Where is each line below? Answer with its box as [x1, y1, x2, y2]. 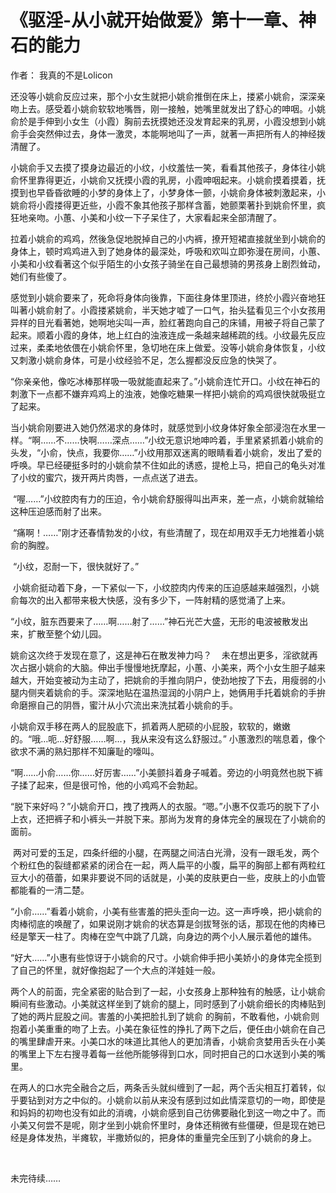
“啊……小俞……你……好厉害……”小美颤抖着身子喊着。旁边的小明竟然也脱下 [10, 766, 315, 778]
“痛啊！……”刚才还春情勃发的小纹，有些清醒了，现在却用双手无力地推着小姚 [12, 526, 325, 538]
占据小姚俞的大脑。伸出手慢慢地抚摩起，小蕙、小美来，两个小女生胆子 [18, 661, 308, 673]
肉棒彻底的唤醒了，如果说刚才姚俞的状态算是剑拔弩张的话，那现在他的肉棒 [10, 917, 317, 930]
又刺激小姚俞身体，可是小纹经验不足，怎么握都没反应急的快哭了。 [10, 354, 282, 366]
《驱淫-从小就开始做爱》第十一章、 [10, 9, 300, 32]
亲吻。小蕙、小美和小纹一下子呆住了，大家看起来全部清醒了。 [27, 211, 282, 223]
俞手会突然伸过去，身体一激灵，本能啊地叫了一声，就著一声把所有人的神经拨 [10, 127, 326, 140]
